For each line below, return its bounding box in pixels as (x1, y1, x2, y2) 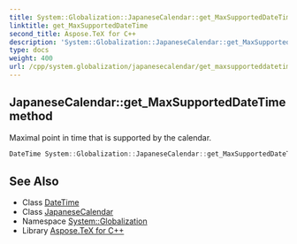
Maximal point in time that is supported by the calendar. (9, 132, 212, 142)
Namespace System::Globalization (21, 216, 148, 226)
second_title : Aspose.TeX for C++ (9, 29, 137, 38)
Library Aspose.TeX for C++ (21, 225, 125, 236)
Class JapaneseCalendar (21, 207, 114, 217)
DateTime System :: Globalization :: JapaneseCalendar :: (9, 149, 208, 158)
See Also (9, 173, 59, 188)
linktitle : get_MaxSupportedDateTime (9, 21, 148, 30)
